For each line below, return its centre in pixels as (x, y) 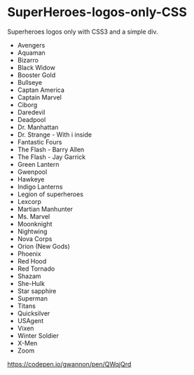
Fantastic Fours (40, 142)
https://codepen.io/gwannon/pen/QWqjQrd (69, 364)
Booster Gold (36, 75)
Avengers (31, 45)
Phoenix (29, 254)
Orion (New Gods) (43, 246)
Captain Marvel (39, 97)
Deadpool (32, 119)
